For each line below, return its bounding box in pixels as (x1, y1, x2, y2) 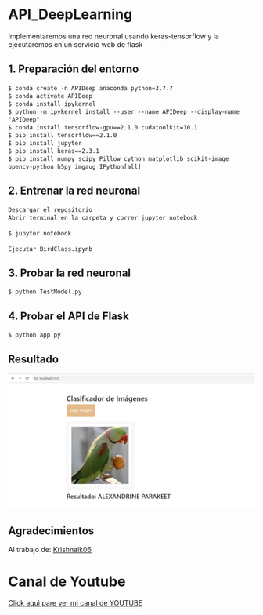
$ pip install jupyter (8, 139, 82, 147)
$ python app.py (8, 331, 61, 339)
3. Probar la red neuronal (8, 266, 131, 279)
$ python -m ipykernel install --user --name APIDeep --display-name (8, 107, 240, 115)
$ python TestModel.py (8, 288, 82, 296)
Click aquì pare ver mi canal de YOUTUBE (8, 599, 143, 608)
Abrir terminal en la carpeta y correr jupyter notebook (8, 213, 198, 221)
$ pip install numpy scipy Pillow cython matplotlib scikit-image (8, 155, 229, 162)
